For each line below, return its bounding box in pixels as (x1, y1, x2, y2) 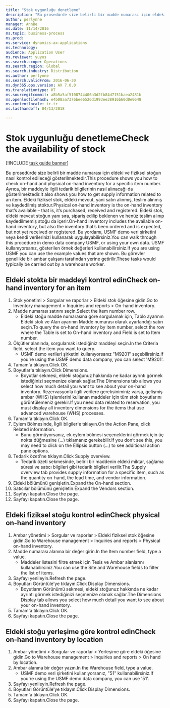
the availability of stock (6, 143, 106, 155)
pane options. (20, 447, 49, 453)
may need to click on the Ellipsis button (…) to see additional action (20, 442, 160, 448)
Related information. (13, 426, 55, 432)
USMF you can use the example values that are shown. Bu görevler (6, 250, 145, 256)
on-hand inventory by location (6, 635, 103, 644)
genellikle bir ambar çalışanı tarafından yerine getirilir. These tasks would (6, 256, 156, 262)
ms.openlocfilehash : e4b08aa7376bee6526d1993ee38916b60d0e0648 (6, 97, 142, 102)
